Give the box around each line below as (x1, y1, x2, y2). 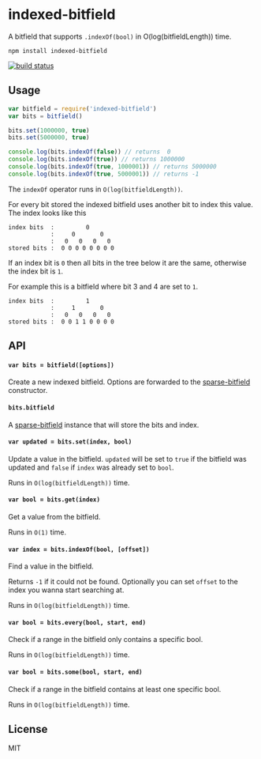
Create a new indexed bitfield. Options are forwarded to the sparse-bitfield (8, 377, 251, 387)
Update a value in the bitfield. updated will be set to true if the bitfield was (8, 454, 247, 463)
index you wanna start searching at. (8, 585, 125, 595)
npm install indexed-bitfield (8, 47, 108, 55)
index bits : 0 (8, 223, 90, 231)
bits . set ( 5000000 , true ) (8, 134, 90, 142)
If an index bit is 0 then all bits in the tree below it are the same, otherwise (8, 258, 247, 267)
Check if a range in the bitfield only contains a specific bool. (8, 635, 203, 644)
